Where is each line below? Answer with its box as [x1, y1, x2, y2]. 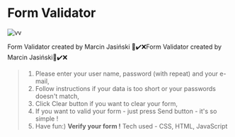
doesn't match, [35, 92, 79, 100]
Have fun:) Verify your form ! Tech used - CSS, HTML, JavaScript [35, 121, 228, 130]
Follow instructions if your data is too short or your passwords [35, 84, 217, 93]
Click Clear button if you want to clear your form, [35, 99, 178, 107]
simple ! [35, 114, 59, 123]
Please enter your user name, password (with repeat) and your [35, 69, 218, 78]
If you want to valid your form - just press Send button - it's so [35, 107, 217, 115]
